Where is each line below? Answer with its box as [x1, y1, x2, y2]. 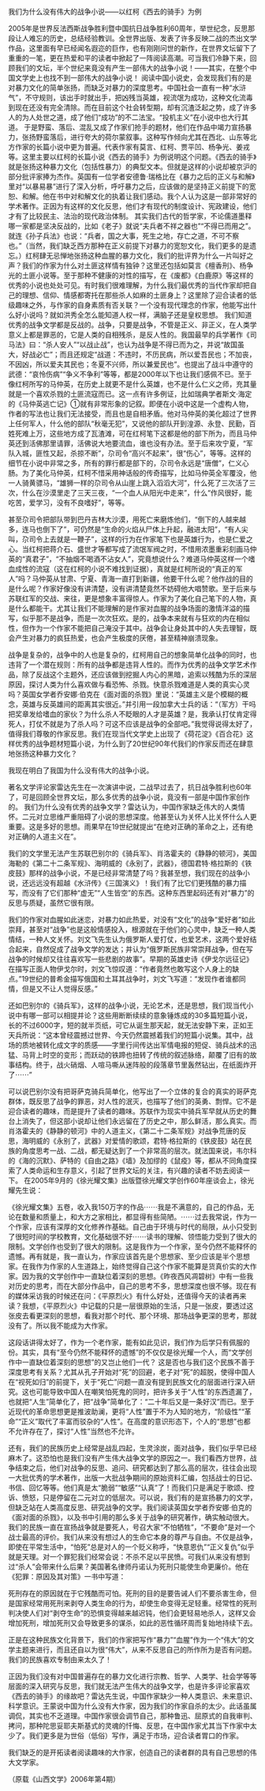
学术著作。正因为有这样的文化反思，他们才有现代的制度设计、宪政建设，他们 [8, 202, 257, 211]
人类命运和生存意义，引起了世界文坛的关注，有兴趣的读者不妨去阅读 [21, 1166, 243, 1175]
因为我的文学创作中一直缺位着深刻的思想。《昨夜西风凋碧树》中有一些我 [21, 1272, 254, 1280]
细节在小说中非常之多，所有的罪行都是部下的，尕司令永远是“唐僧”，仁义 [8, 458, 243, 468]
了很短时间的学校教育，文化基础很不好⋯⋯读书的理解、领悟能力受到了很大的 [8, 1232, 257, 1241]
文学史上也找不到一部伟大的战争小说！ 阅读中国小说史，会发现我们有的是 [14, 74, 252, 82]
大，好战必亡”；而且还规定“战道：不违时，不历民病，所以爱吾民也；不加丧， [8, 350, 256, 359]
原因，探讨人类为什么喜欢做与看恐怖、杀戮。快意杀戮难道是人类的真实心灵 [8, 680, 250, 689]
